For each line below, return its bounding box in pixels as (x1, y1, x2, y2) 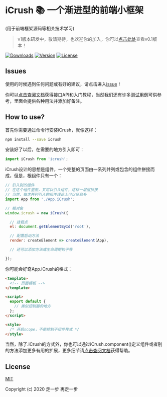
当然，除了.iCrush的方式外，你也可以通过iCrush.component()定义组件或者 (5, 341, 158, 347)
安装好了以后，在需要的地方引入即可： (5, 146, 84, 152)
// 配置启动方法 (10, 233, 39, 239)
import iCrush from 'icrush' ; (5, 156, 69, 162)
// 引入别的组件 (5, 183, 35, 188)
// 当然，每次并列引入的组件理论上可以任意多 (5, 192, 87, 197)
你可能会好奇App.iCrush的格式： (5, 266, 73, 272)
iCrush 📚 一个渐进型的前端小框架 (5, 5, 144, 16)
